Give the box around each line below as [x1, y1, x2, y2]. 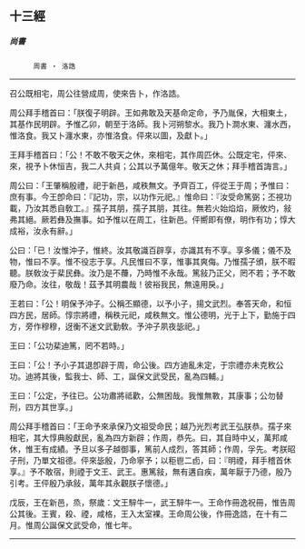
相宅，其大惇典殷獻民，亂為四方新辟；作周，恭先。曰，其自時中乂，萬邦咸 [9, 433, 288, 444]
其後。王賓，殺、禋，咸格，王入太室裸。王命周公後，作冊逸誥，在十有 [16, 508, 280, 520]
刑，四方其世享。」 [9, 402, 77, 413]
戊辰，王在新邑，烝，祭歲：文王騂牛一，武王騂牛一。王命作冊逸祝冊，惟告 [9, 497, 288, 508]
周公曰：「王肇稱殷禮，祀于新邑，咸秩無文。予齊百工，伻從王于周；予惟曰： [9, 180, 292, 191]
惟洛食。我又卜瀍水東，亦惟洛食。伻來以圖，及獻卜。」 [9, 130, 212, 141]
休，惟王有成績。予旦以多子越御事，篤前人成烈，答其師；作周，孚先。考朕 [9, 444, 288, 454]
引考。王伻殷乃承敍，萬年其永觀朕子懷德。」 [9, 478, 172, 489]
